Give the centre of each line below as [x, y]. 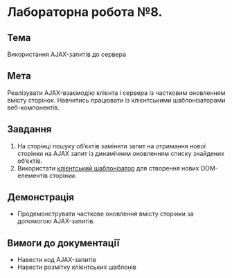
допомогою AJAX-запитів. [56, 221]
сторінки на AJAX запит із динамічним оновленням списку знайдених [121, 153]
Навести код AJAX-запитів [57, 260]
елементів [33, 175]
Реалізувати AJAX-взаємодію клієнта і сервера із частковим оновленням [116, 93]
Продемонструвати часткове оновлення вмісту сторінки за [105, 214]
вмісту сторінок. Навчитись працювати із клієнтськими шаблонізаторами [116, 100]
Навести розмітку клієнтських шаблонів [77, 267]
